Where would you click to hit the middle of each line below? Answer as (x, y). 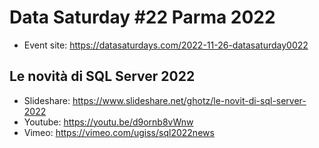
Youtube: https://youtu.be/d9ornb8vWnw (108, 122)
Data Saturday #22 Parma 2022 (142, 17)
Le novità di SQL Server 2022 (102, 76)
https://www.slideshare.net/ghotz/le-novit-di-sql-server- (189, 100)
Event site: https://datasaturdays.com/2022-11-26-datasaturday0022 (166, 45)
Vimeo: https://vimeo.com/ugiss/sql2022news (119, 132)
